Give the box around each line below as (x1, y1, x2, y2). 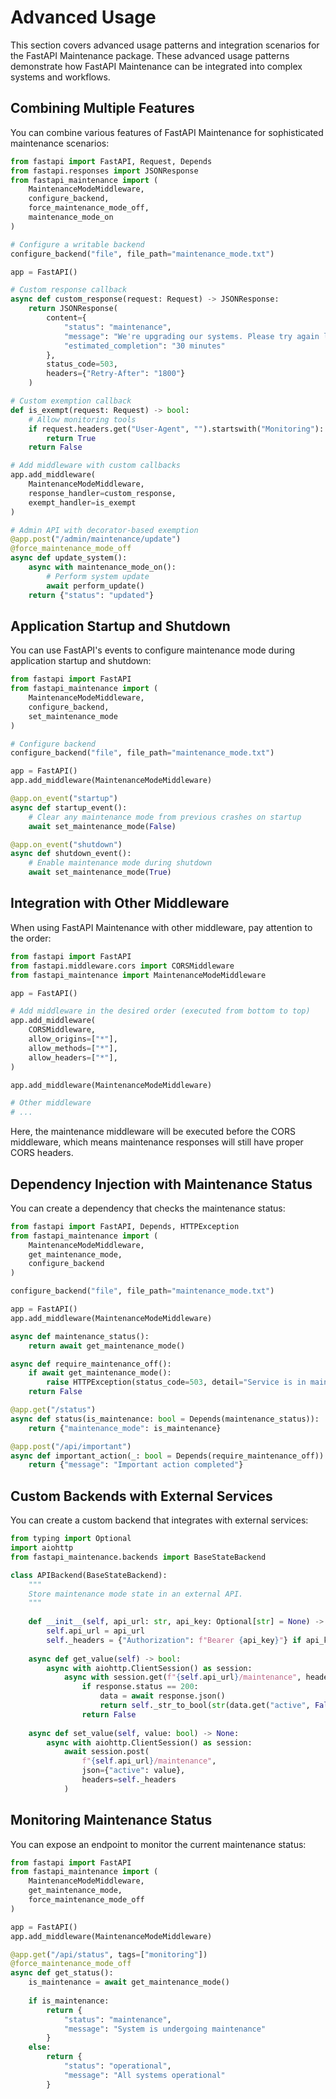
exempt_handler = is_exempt (28, 497, 137, 508)
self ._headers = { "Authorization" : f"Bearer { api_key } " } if (46, 1635, 302, 1645)
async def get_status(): (10, 1968, 114, 1978)
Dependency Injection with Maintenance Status (10, 1176, 313, 1193)
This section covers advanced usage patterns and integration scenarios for (10, 39, 320, 51)
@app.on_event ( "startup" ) (10, 794, 118, 804)
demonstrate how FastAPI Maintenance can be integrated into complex (10, 60, 303, 72)
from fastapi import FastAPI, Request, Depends (10, 156, 213, 166)
